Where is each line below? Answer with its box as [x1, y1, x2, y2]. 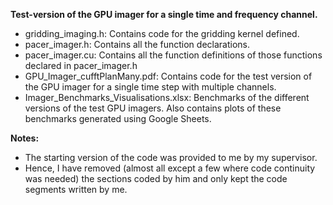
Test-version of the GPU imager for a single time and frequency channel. [10, 9, 318, 20]
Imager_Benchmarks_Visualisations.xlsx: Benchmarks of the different [24, 92, 310, 103]
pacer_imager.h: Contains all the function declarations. [24, 39, 251, 50]
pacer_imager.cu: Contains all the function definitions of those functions [24, 49, 323, 61]
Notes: [10, 132, 40, 144]
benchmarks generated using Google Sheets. [24, 113, 212, 124]
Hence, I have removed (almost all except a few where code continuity [24, 162, 316, 174]
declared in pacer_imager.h [24, 60, 138, 71]
